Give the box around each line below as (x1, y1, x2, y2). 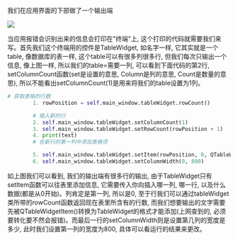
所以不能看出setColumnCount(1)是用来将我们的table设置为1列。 (19, 79, 205, 87)
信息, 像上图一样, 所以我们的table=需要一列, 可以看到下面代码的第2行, (7, 61, 210, 69)
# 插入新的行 (33, 112, 66, 119)
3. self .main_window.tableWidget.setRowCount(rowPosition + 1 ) (33, 125, 223, 132)
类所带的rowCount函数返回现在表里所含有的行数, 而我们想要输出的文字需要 (7, 198, 226, 207)
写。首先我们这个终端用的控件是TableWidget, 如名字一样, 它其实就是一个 (7, 43, 219, 52)
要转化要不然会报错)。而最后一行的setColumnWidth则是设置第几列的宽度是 (7, 215, 226, 224)
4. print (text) (33, 132, 78, 139)
